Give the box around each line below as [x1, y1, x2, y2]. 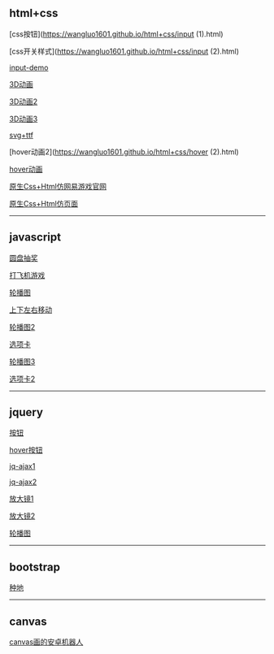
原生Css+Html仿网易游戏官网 [9, 181, 107, 191]
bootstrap [9, 560, 60, 574]
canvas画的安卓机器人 [9, 637, 84, 647]
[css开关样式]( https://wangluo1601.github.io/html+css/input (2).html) [9, 46, 239, 56]
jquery [9, 405, 44, 419]
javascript [9, 231, 62, 245]
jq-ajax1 [9, 461, 36, 471]
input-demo [9, 63, 49, 72]
